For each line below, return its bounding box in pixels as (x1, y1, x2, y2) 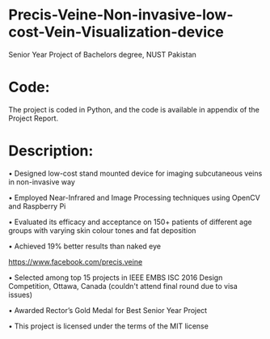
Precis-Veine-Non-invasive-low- (8, 6, 234, 24)
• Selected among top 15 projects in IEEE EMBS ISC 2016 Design (8, 273, 223, 282)
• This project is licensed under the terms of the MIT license (8, 321, 209, 331)
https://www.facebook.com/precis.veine (8, 256, 143, 266)
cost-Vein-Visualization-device (8, 23, 224, 41)
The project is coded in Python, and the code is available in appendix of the (8, 104, 260, 114)
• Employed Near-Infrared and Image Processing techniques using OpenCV (8, 193, 260, 202)
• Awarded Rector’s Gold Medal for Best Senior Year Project (8, 305, 208, 315)
